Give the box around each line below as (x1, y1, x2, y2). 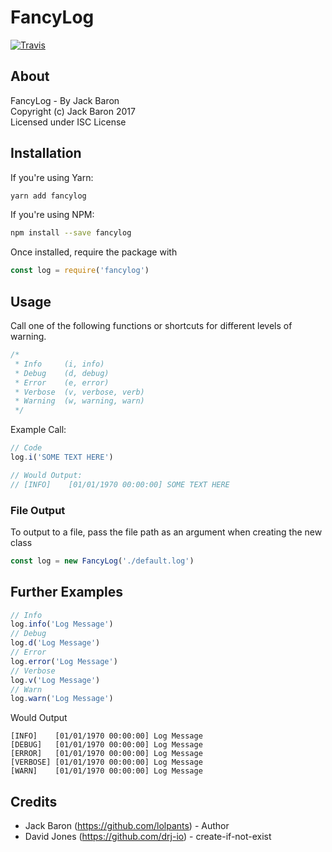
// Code (10, 443, 43, 453)
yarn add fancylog (10, 191, 87, 201)
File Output (10, 503, 66, 517)
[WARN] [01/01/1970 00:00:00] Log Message (10, 766, 203, 776)
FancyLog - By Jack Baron (10, 94, 120, 106)
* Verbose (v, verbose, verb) (14, 387, 145, 397)
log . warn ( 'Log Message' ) (10, 694, 114, 704)
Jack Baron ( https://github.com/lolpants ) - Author (24, 820, 230, 832)
